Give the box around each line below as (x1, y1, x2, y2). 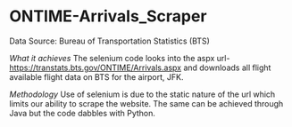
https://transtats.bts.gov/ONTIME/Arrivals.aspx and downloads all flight (9, 62, 271, 73)
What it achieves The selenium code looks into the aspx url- (9, 52, 230, 63)
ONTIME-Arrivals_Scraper (9, 6, 207, 27)
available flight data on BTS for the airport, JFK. (9, 71, 184, 82)
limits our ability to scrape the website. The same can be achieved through (9, 98, 284, 108)
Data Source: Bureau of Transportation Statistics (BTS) (9, 36, 210, 46)
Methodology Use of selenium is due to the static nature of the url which (9, 89, 276, 99)
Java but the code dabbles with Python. (9, 107, 156, 118)
